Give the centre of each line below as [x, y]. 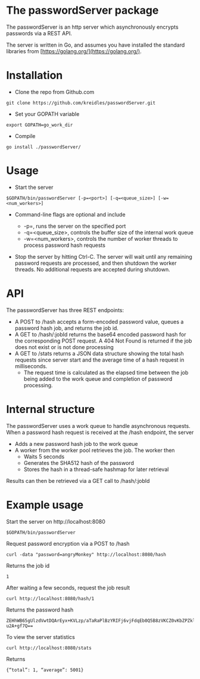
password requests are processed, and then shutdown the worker [96, 263]
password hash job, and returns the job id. [67, 328]
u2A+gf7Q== [20, 626]
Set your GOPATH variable [47, 114]
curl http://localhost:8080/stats [49, 648]
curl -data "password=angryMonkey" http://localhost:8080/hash [86, 554]
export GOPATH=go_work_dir [40, 125]
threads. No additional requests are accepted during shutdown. [93, 269]
